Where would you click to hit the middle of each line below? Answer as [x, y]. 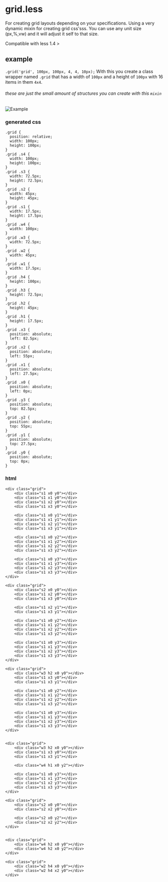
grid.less [24, 9]
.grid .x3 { [18, 330]
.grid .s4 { [18, 154]
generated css [23, 122]
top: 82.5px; [23, 409]
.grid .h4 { [18, 277]
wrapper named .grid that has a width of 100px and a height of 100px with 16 [84, 77]
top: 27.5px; [23, 444]
